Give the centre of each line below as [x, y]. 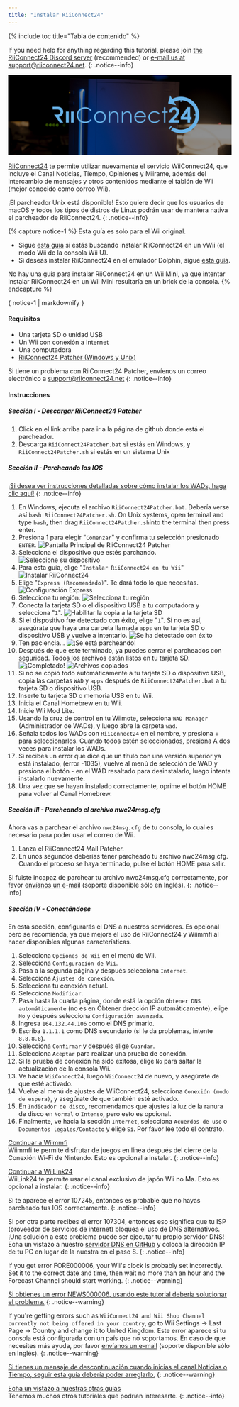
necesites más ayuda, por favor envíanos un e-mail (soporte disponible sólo [119, 1346]
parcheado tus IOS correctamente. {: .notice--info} [82, 1208]
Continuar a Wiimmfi [38, 1143]
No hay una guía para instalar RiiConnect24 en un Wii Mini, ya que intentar [117, 274]
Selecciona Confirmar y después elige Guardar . [87, 1046]
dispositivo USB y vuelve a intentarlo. [73, 635]
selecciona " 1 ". [40, 612]
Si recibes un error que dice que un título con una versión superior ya [120, 756]
